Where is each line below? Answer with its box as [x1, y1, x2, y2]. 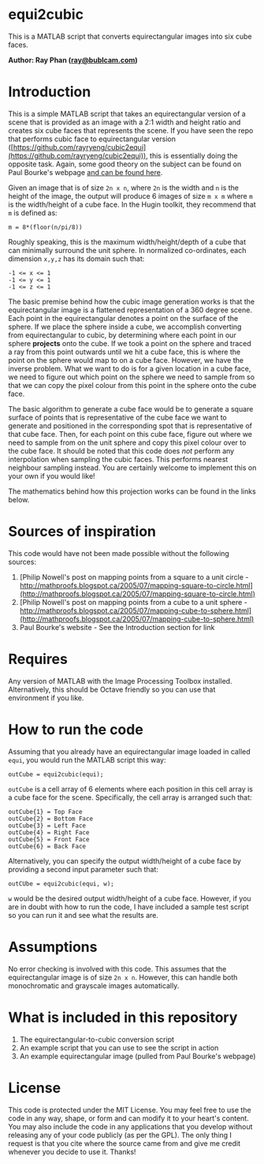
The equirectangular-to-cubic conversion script [19, 1035, 175, 1044]
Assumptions [8, 938, 98, 956]
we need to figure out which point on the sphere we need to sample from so [8, 372, 255, 382]
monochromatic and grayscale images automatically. [8, 980, 180, 991]
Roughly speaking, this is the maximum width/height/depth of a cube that [8, 237, 247, 246]
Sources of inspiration [8, 523, 156, 541]
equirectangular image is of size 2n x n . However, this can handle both [8, 972, 238, 982]
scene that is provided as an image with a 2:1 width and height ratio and [8, 117, 241, 127]
